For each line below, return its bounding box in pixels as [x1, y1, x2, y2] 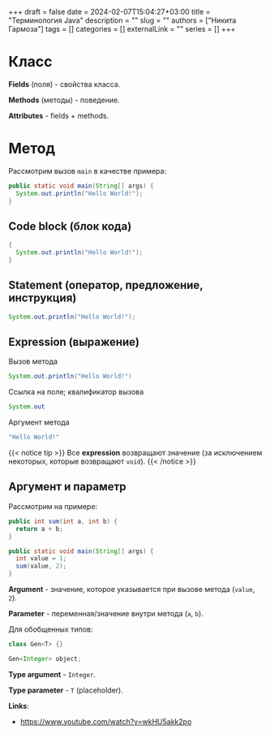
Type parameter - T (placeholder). [8, 685, 124, 695]
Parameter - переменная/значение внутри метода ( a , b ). [8, 609, 204, 618]
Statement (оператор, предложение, [8, 278, 204, 292]
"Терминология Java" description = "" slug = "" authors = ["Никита [8, 15, 237, 25]
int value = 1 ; [15, 555, 67, 563]
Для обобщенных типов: [8, 624, 93, 634]
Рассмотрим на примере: [8, 501, 98, 511]
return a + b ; [15, 525, 63, 533]
